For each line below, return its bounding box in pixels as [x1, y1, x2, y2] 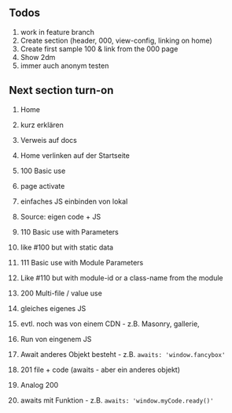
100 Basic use [20, 166, 66, 175]
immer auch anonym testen [20, 61, 109, 70]
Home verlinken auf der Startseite [20, 150, 131, 160]
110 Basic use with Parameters [20, 227, 119, 236]
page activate [20, 181, 65, 190]
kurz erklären [20, 120, 64, 130]
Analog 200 [20, 380, 59, 389]
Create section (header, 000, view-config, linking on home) [20, 36, 213, 45]
